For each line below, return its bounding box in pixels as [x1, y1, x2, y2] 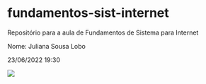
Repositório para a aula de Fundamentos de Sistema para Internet [7, 28, 199, 37]
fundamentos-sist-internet [7, 5, 169, 21]
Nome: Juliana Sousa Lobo [7, 42, 86, 50]
